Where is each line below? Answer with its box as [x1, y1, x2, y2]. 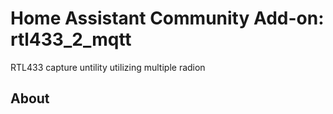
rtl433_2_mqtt [10, 28, 132, 51]
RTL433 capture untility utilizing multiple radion [10, 61, 206, 73]
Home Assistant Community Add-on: [10, 7, 325, 30]
